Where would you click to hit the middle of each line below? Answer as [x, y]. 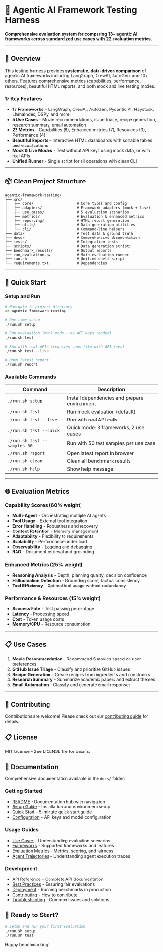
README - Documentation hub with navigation [58, 802]
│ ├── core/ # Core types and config [66, 203]
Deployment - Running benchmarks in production [61, 890]
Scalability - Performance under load [49, 542]
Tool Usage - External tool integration [50, 521]
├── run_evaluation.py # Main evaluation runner [67, 255]
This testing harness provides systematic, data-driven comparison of [76, 71]
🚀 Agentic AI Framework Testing [71, 10]
